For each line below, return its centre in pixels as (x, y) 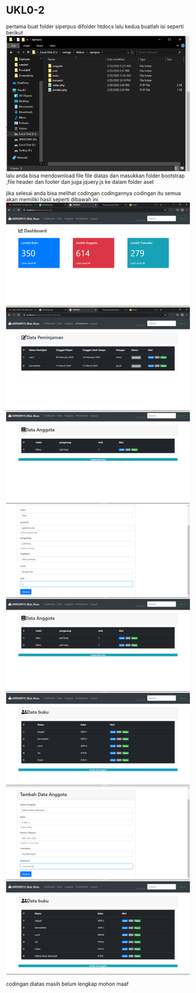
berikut (15, 32)
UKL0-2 (25, 10)
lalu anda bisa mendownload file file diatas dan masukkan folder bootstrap (95, 176)
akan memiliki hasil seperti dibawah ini (52, 200)
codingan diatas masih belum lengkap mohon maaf (67, 984)
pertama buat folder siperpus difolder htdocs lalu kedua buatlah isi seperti (95, 26)
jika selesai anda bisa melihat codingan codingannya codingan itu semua (94, 193)
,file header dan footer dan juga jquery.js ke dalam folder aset (80, 182)
